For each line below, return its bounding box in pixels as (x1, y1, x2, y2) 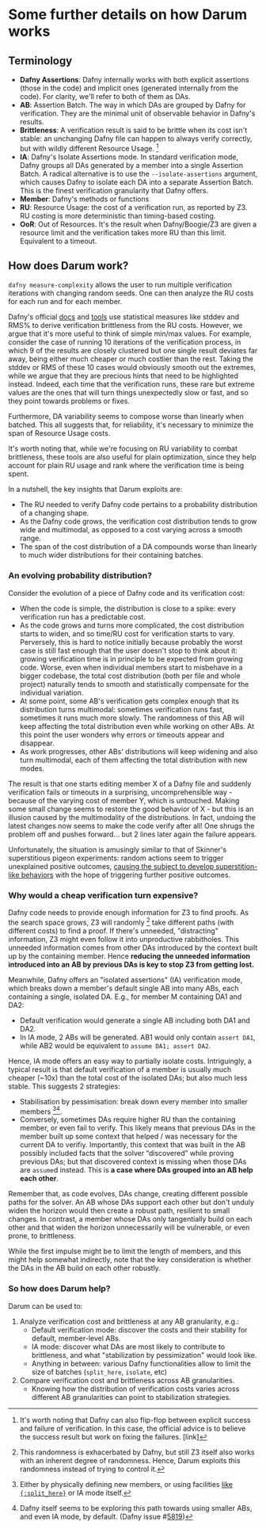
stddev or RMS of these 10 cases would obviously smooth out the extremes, (8, 363, 256, 372)
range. (19, 533, 41, 543)
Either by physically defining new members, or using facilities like (19, 1479, 234, 1489)
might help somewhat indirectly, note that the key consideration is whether (8, 1255, 252, 1264)
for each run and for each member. (8, 297, 123, 307)
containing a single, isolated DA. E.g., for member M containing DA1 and (8, 992, 242, 1001)
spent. (8, 469, 29, 479)
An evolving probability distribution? (8, 570, 153, 581)
